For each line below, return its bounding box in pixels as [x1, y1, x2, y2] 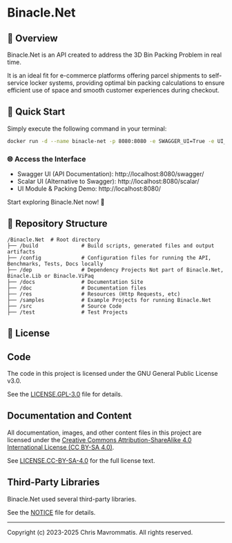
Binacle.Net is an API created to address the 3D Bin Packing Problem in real [7, 50, 222, 59]
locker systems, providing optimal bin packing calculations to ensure [30, 79, 225, 87]
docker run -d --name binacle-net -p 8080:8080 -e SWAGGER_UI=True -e [7, 137, 215, 144]
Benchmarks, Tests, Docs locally [7, 260, 104, 267]
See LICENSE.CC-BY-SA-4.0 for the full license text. [7, 456, 155, 464]
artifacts [7, 248, 36, 255]
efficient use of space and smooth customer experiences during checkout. [7, 86, 220, 94]
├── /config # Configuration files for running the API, [7, 254, 212, 261]
